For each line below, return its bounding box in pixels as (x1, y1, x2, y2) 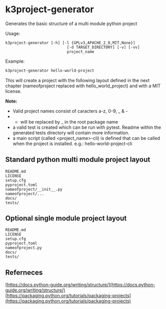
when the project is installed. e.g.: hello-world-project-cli (12, 140, 132, 147)
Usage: (5, 30, 20, 36)
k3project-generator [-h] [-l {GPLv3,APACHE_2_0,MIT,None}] (5, 40, 136, 45)
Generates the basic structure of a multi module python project (5, 20, 137, 27)
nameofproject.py (5, 245, 42, 251)
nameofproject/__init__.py (5, 186, 63, 192)
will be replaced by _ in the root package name (20, 118, 119, 125)
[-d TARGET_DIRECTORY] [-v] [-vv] (67, 44, 140, 50)
